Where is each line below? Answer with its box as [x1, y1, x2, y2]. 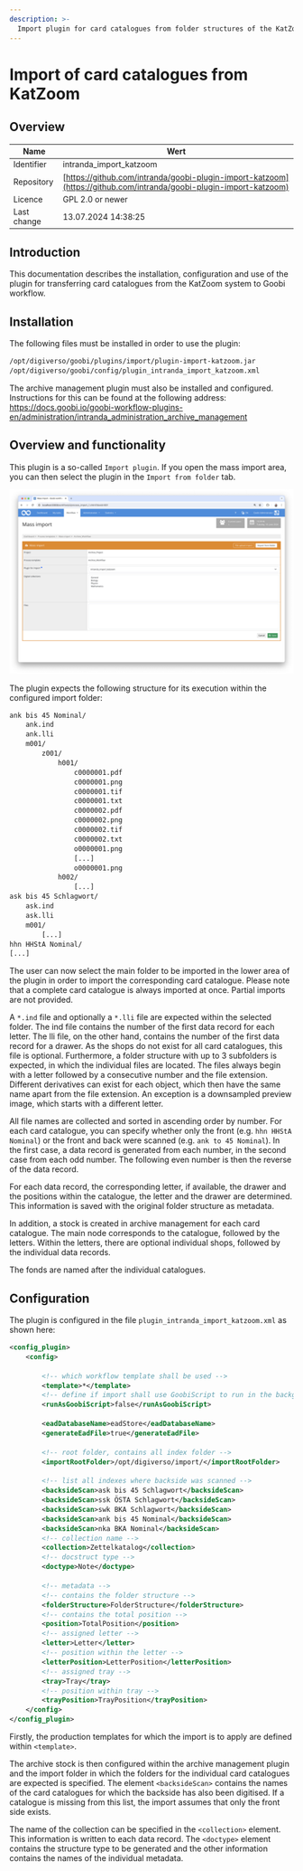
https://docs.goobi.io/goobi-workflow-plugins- [9, 402, 183, 412]
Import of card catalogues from [9, 64, 249, 85]
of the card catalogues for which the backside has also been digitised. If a [9, 1787, 285, 1799]
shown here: [9, 1325, 56, 1336]
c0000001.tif [73, 787, 124, 796]
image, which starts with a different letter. [9, 1099, 164, 1110]
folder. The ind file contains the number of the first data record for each [9, 1022, 275, 1033]
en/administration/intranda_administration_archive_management [9, 411, 248, 422]
